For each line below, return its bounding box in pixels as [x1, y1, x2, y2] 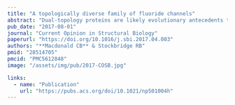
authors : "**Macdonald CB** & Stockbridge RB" [7, 42, 145, 49]
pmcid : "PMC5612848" [7, 56, 68, 63]
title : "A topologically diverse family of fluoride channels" [7, 10, 196, 17]
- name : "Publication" [13, 81, 80, 88]
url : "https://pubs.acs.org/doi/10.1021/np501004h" [20, 88, 173, 95]
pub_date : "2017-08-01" [7, 23, 77, 30]
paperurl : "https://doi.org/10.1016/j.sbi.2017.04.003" [7, 36, 173, 43]
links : [7, 74, 27, 81]
